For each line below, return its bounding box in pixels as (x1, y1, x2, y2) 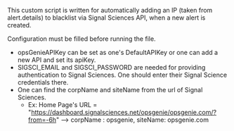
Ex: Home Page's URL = (27, 101, 98, 108)
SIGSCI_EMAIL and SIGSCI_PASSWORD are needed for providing (17, 63, 206, 71)
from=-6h (27, 116, 57, 124)
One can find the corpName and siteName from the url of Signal (17, 86, 203, 94)
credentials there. (17, 78, 69, 87)
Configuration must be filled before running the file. (7, 35, 156, 43)
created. (7, 21, 32, 29)
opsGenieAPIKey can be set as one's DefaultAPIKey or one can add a (17, 49, 219, 56)
